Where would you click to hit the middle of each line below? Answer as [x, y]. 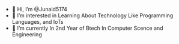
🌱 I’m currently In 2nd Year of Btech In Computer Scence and [87, 28]
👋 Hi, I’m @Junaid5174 [40, 9]
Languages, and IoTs [38, 22]
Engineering [27, 34]
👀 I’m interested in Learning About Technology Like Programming [93, 15]
